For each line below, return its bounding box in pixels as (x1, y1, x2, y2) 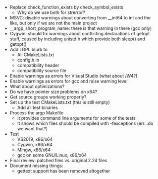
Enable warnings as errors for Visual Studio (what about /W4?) (9, 73, 138, 79)
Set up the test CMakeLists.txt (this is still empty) (9, 99, 110, 105)
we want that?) (17, 126, 48, 131)
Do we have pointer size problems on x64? (9, 89, 98, 94)
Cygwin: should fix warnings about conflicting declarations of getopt (9, 31, 150, 36)
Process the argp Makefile (9, 110, 64, 116)
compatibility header (17, 62, 59, 68)
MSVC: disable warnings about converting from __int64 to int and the (9, 15, 151, 20)
